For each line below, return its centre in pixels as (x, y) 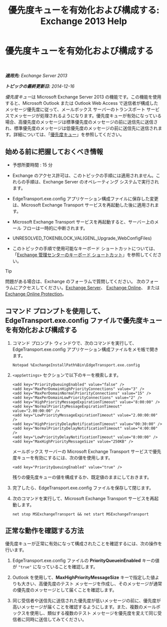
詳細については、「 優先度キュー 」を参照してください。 (69, 134)
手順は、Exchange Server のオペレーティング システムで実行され (92, 181)
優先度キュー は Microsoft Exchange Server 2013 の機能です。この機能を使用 (83, 97)
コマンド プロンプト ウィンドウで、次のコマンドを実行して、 (75, 343)
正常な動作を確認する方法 (44, 531)
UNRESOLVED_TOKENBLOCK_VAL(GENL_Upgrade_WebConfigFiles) (82, 238)
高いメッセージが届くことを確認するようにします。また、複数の (78, 607)
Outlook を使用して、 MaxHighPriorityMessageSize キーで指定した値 (84, 577)
